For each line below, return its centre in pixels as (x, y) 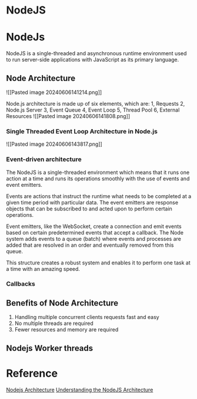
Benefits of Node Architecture (62, 303)
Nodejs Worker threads (50, 348)
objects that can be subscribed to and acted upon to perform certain (89, 209)
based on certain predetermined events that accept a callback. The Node (95, 232)
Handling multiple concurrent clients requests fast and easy (87, 317)
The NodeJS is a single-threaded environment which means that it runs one (98, 172)
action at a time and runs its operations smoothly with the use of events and (98, 178)
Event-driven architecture (44, 159)
